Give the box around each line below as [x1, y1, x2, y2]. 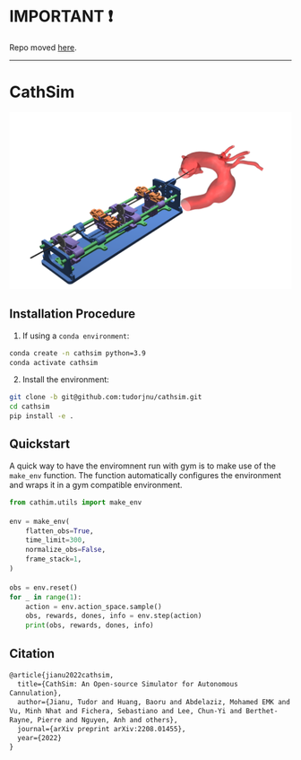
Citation [9, 646, 56, 661]
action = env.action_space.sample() [25, 602, 163, 611]
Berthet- [245, 706, 279, 715]
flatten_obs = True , [25, 526, 94, 536]
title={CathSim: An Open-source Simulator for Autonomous [17, 679, 239, 688]
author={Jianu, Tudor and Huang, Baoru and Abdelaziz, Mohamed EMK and [17, 697, 291, 706]
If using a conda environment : [21, 330, 130, 341]
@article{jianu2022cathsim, [9, 670, 115, 679]
